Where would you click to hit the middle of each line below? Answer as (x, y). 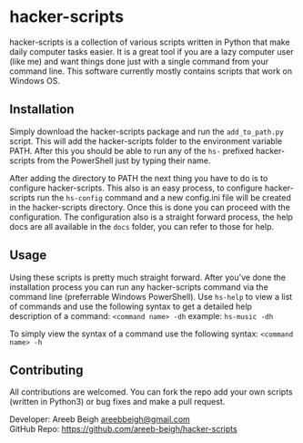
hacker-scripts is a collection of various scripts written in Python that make (150, 42)
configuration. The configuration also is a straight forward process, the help (151, 217)
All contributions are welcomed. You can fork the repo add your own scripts (151, 392)
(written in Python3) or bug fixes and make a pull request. (117, 402)
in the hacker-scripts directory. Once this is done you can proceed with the (150, 207)
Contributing (46, 370)
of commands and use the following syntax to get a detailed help (131, 306)
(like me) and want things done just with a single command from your (139, 61)
